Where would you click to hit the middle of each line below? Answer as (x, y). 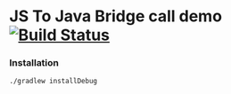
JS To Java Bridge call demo (116, 16)
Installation (34, 63)
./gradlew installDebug (54, 82)
